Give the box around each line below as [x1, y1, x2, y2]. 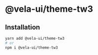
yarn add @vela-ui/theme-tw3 [5, 36, 65, 41]
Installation [5, 23, 40, 31]
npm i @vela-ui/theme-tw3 [5, 45, 58, 50]
